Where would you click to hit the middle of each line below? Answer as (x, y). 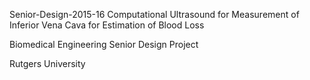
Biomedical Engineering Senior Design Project (104, 44)
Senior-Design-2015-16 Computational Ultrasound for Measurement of (154, 14)
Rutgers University (47, 63)
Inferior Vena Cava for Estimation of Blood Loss (107, 25)
